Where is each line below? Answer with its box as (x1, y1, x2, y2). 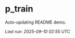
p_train (5, 3, 34, 14)
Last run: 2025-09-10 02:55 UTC (5, 28, 71, 34)
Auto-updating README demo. (5, 19, 66, 25)
